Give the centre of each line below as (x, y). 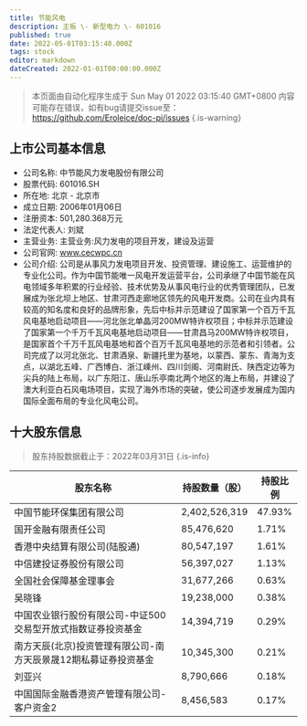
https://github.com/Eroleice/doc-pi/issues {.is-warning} (137, 117)
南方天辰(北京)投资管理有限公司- (85, 646)
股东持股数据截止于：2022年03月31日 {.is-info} (121, 456)
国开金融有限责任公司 (60, 529)
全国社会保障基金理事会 (65, 581)
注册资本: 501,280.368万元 (73, 218)
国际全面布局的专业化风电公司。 (83, 400)
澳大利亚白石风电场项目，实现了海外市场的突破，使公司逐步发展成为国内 (159, 389)
